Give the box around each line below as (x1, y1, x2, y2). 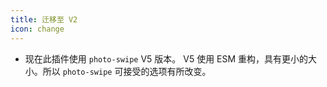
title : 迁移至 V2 (10, 14, 78, 25)
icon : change (10, 24, 65, 34)
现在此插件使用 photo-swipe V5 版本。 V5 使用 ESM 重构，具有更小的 (24, 52, 309, 65)
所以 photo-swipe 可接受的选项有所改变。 (42, 65, 212, 77)
